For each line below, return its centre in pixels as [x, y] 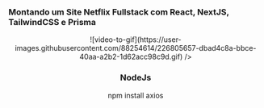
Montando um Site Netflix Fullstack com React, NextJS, [119, 12]
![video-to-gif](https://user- [136, 39]
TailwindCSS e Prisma [52, 22]
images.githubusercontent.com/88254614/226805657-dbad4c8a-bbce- [136, 48]
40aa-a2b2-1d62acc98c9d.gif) [131, 57]
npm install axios [136, 95]
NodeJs [136, 77]
